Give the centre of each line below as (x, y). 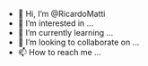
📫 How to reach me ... (59, 52)
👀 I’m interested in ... (56, 23)
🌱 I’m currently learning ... (65, 33)
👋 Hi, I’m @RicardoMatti (61, 14)
